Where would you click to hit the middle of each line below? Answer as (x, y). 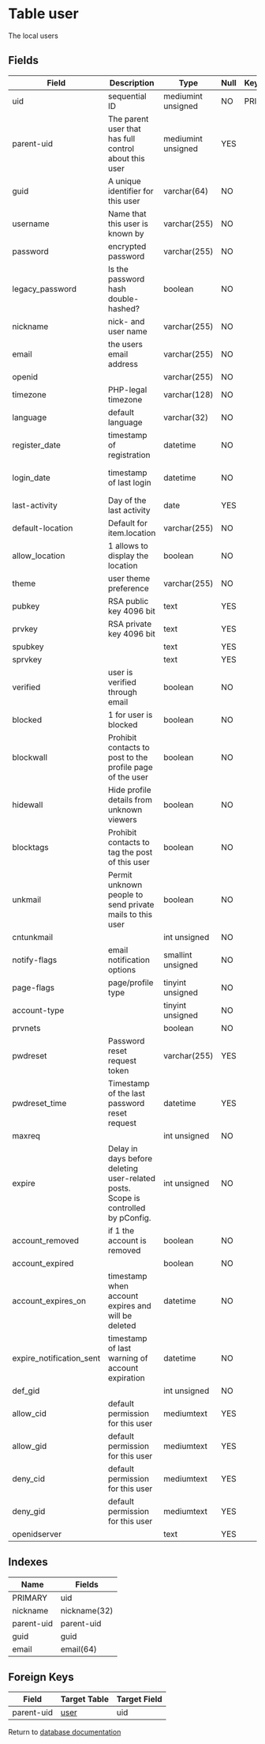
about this (126, 158)
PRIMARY (30, 1598)
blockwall (30, 757)
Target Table (84, 1699)
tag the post (130, 852)
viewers (122, 819)
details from (130, 799)
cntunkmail (33, 937)
